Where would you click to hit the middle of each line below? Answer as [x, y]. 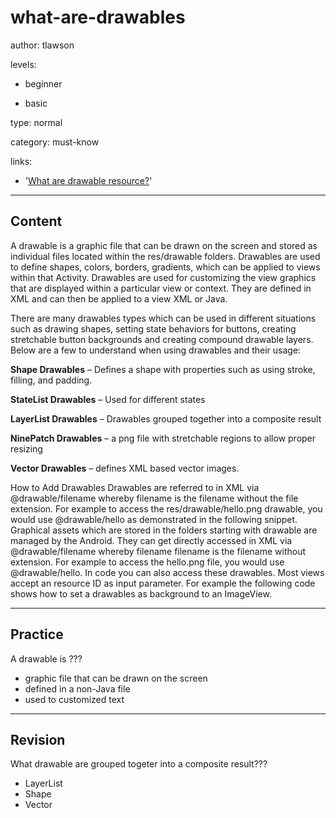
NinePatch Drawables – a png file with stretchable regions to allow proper [163, 438]
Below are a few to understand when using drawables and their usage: [156, 350]
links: [21, 161]
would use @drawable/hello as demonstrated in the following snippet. [154, 519]
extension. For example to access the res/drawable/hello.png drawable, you [166, 508]
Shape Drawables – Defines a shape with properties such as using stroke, [163, 369]
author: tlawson [42, 45]
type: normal [36, 122]
